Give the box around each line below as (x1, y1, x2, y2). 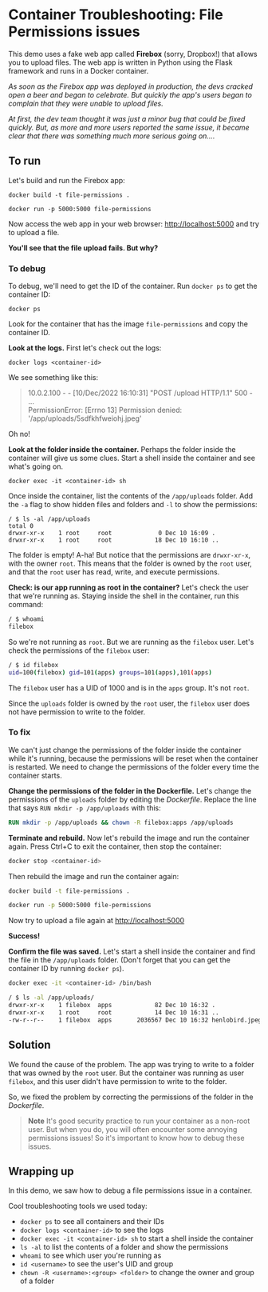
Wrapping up (8, 1164, 74, 1178)
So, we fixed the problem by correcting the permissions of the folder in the (8, 1092, 254, 1102)
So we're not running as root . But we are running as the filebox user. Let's (8, 637, 254, 646)
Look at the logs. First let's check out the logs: (8, 343, 162, 353)
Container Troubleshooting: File (8, 6, 223, 24)
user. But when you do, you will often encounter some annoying (27, 1124, 238, 1134)
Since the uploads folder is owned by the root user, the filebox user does (8, 698, 250, 708)
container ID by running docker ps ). (8, 964, 124, 974)
